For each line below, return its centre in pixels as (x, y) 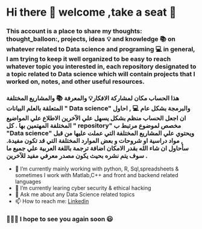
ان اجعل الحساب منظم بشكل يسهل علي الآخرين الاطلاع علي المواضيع (96, 118)
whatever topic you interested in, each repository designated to (101, 67)
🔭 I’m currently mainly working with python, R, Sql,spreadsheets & (97, 169)
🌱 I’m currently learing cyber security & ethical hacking (83, 188)
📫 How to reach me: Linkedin (52, 201)
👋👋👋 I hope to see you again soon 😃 (60, 219)
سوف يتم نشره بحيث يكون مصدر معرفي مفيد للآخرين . (77, 156)
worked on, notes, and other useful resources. (75, 82)
